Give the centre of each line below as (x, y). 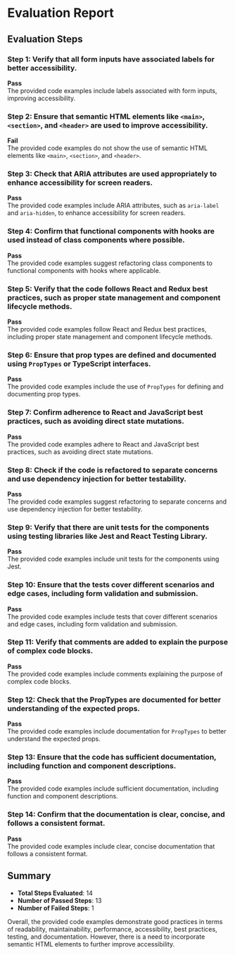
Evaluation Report (61, 13)
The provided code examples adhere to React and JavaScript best (103, 444)
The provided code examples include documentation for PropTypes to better (117, 731)
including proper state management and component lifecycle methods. (110, 337)
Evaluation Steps (45, 39)
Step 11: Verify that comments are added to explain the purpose (118, 642)
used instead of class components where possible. (96, 240)
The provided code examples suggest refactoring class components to (110, 263)
